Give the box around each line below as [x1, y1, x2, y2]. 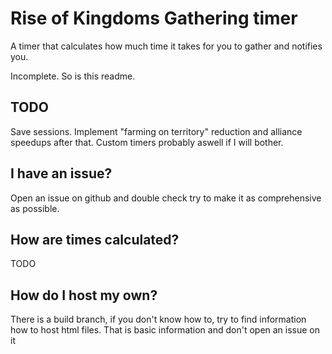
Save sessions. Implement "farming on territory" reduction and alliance [10, 125, 303, 137]
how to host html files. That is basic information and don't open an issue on [10, 324, 321, 336]
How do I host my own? [10, 287, 158, 304]
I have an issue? [10, 165, 113, 182]
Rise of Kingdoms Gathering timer [10, 7, 298, 30]
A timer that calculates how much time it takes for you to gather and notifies [10, 40, 323, 52]
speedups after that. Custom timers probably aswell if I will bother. [10, 136, 284, 148]
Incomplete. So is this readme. [10, 70, 136, 82]
